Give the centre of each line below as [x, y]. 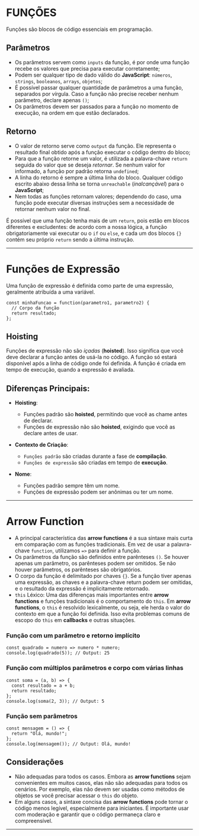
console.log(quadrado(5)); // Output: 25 [58, 653]
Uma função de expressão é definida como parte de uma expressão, [90, 285]
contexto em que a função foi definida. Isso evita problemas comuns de [102, 614]
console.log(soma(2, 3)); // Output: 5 [55, 701]
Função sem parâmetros [42, 716]
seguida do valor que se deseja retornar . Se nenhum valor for [90, 165]
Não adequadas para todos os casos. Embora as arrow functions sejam [103, 777]
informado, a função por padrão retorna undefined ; [77, 171]
